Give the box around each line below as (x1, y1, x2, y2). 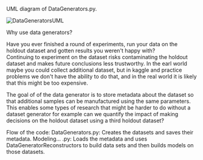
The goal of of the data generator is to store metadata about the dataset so (6, 91, 194, 98)
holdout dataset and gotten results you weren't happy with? (6, 47, 156, 54)
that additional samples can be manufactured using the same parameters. (6, 97, 191, 105)
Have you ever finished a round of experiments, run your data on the (6, 41, 178, 47)
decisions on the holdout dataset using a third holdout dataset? (6, 117, 164, 124)
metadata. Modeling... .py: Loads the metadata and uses (6, 135, 148, 142)
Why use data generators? (6, 29, 73, 36)
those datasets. (6, 148, 46, 155)
